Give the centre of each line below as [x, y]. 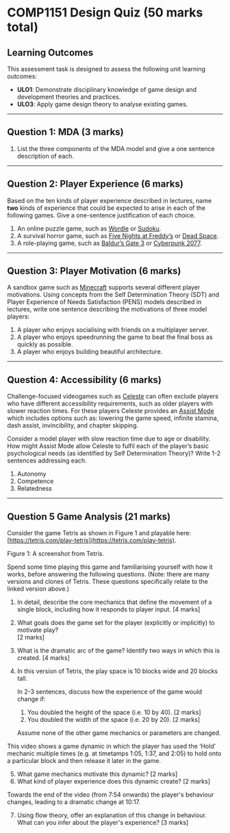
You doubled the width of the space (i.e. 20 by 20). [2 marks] [114, 720]
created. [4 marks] [43, 658]
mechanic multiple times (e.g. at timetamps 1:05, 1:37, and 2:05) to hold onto [114, 753]
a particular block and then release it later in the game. [84, 761]
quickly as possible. [45, 344]
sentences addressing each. [47, 460]
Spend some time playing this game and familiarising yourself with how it [110, 567]
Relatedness [35, 489]
